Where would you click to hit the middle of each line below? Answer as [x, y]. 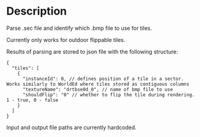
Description [37, 11]
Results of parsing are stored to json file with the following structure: [92, 51]
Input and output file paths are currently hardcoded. [72, 127]
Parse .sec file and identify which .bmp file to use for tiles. [79, 28]
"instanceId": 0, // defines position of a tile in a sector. [103, 79]
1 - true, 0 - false [33, 100]
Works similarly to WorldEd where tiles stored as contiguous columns [98, 84]
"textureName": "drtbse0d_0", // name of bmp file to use [98, 90]
